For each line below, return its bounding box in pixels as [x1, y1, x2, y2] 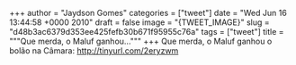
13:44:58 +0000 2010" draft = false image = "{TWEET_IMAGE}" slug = [9, 17, 270, 28]
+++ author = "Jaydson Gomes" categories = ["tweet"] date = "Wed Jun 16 [9, 8, 288, 18]
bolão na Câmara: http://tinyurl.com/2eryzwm [9, 45, 179, 56]
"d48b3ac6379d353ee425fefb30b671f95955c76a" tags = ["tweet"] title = [9, 27, 285, 37]
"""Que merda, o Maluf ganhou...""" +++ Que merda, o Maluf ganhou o [9, 36, 273, 46]
